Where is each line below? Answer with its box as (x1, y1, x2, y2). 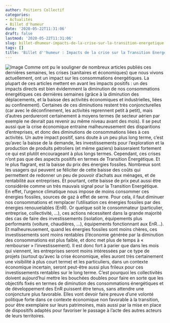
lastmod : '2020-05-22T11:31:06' (5, 36, 73, 41)
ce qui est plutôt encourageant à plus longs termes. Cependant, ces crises (5, 151, 161, 157)
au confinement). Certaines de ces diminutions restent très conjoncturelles (5, 102, 161, 108)
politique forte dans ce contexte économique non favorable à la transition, (5, 296, 159, 303)
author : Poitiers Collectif (5, 7, 65, 13)
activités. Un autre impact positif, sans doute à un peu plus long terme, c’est (5, 134, 163, 140)
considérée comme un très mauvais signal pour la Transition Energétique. (5, 183, 158, 189)
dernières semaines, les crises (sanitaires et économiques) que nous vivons (5, 69, 163, 75)
